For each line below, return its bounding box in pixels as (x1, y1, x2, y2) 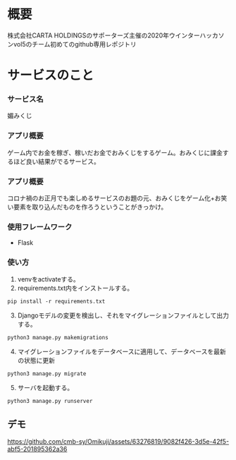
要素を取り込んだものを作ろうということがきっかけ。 (13, 202, 168, 212)
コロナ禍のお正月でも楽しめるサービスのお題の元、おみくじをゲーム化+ (7, 194, 215, 202)
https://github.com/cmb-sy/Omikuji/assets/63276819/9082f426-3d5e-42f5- (7, 437, 230, 446)
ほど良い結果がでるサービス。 (13, 157, 100, 166)
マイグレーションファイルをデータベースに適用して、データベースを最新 (17, 347, 227, 356)
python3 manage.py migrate (7, 370, 87, 377)
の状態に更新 (17, 356, 55, 364)
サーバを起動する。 (17, 383, 74, 392)
